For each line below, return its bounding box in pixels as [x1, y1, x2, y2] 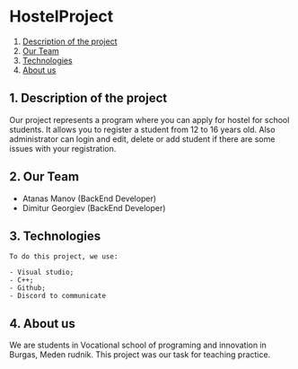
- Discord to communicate [9, 292, 106, 301]
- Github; [9, 284, 47, 293]
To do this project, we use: [9, 252, 118, 261]
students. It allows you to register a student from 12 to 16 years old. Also [9, 124, 276, 135]
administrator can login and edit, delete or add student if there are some [9, 133, 276, 145]
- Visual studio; [9, 268, 74, 277]
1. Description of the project [9, 91, 168, 106]
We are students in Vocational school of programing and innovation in [9, 339, 267, 351]
